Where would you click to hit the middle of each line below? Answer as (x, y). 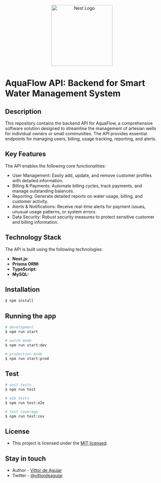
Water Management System (63, 94)
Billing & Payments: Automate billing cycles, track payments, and (77, 186)
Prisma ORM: (26, 264)
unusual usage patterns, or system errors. (54, 211)
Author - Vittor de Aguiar (37, 470)
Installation (22, 290)
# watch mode (18, 340)
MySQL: (20, 274)
